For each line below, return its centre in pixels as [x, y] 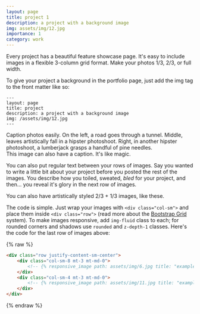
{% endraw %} [24, 305]
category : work [25, 39]
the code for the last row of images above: [58, 233]
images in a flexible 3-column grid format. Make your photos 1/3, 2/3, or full [99, 63]
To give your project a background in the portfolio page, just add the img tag [100, 80]
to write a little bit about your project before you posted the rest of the [92, 172]
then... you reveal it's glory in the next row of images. [71, 184]
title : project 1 [28, 17]
